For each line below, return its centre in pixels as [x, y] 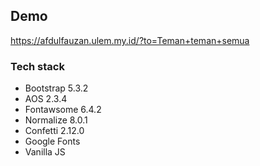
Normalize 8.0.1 [56, 120]
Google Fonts [52, 141]
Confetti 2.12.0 [54, 131]
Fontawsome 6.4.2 [63, 110]
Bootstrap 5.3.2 [56, 88]
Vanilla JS [45, 152]
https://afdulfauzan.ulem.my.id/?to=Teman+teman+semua [130, 40]
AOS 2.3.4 [46, 99]
